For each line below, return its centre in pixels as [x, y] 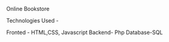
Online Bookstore [28, 9]
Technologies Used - [33, 20]
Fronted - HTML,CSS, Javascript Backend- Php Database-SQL [84, 32]
